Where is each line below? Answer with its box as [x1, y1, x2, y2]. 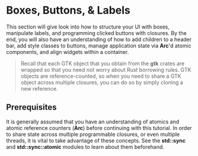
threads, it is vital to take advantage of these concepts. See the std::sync [6, 137, 186, 144]
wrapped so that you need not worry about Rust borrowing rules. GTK [20, 66, 191, 73]
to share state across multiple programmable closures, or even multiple [6, 130, 180, 138]
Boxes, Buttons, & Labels [6, 4, 130, 17]
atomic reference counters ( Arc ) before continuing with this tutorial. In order [6, 124, 193, 131]
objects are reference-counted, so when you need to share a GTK [20, 72, 182, 79]
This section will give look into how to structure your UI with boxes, [6, 23, 170, 30]
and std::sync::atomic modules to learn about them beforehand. [6, 143, 165, 150]
